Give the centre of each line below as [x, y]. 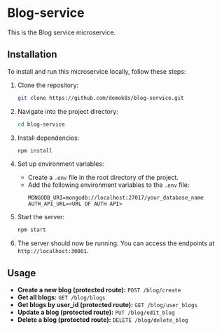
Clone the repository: [48, 85]
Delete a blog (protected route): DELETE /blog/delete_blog [103, 320]
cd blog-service [41, 124]
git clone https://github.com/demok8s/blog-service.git [100, 98]
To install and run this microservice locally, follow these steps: [97, 71]
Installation [32, 54]
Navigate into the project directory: [68, 111]
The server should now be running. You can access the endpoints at [116, 243]
